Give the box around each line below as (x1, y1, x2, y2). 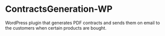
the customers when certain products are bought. (5, 25, 107, 31)
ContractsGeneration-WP (5, 3, 113, 15)
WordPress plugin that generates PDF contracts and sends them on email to (5, 20, 160, 26)
